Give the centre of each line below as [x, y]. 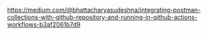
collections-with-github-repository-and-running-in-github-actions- [102, 17]
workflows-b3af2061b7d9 [44, 24]
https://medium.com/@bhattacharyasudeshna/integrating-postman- [104, 10]
